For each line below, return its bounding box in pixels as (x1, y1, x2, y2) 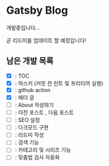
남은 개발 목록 (6, 56, 54, 66)
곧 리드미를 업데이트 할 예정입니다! (6, 36, 86, 44)
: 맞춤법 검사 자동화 (14, 153, 60, 161)
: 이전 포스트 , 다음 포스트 (14, 109, 74, 116)
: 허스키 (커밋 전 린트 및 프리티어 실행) (14, 79, 104, 87)
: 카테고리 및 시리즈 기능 (14, 146, 71, 153)
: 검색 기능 (14, 139, 40, 146)
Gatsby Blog (6, 4, 68, 17)
